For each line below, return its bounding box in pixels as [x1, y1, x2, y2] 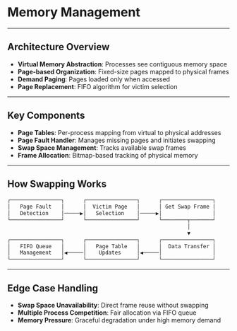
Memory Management [7, 4, 141, 21]
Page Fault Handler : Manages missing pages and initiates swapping [17, 136, 217, 144]
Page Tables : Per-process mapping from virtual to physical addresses [17, 128, 221, 137]
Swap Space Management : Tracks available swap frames [17, 143, 187, 152]
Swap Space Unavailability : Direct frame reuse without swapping [17, 301, 209, 309]
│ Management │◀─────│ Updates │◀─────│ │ [7, 249, 217, 257]
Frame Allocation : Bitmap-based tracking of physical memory [17, 151, 199, 159]
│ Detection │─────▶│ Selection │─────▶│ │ [7, 210, 217, 217]
